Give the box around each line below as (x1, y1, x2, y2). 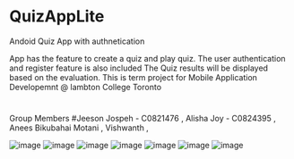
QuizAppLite (9, 6, 105, 27)
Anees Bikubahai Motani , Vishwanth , (9, 122, 150, 133)
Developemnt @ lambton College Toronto (9, 81, 162, 92)
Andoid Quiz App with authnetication (9, 36, 145, 46)
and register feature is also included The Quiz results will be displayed (9, 63, 269, 73)
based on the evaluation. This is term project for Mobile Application (9, 71, 258, 82)
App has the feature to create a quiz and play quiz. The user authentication (9, 53, 286, 63)
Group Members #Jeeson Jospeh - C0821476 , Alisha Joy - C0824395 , (9, 113, 276, 124)
